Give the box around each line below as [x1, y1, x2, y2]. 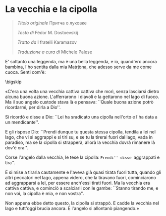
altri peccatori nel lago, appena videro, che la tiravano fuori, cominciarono [5, 174, 156, 180]
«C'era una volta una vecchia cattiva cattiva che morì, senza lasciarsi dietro [5, 88, 160, 94]
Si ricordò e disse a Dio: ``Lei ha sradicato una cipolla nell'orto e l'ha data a [5, 113, 158, 120]
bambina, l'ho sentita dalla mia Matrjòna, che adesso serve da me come [5, 64, 152, 70]
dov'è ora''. [5, 144, 28, 150]
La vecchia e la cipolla [5, 3, 98, 15]
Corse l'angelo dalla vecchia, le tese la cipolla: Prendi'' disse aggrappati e [5, 154, 160, 160]
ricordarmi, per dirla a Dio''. [5, 104, 61, 110]
